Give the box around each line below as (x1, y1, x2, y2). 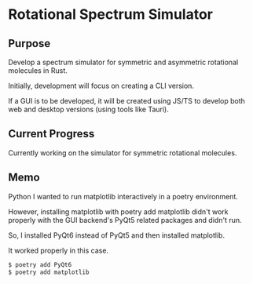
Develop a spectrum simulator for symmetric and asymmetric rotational (8, 57, 239, 67)
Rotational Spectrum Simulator (8, 5, 214, 24)
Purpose (8, 37, 51, 50)
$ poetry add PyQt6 (8, 260, 72, 268)
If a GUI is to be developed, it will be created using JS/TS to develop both (8, 96, 246, 105)
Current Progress (8, 127, 95, 140)
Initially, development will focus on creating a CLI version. (8, 81, 195, 90)
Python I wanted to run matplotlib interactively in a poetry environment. (8, 191, 238, 201)
